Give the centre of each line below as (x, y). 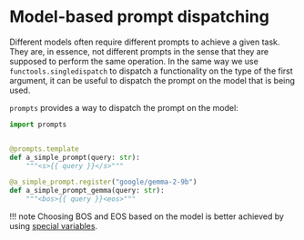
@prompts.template (44, 149)
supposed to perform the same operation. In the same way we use (134, 61)
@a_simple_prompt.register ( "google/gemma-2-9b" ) (103, 182)
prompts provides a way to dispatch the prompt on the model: (124, 107)
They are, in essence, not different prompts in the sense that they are (139, 51)
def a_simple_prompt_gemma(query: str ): (87, 191)
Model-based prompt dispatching (140, 17)
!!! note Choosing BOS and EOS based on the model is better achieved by (147, 216)
